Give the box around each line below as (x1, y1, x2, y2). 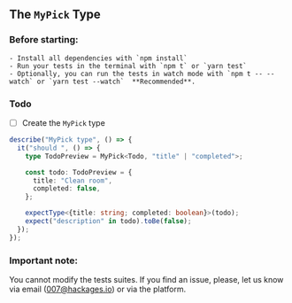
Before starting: (9, 34, 79, 46)
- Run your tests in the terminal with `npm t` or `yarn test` (9, 61, 248, 70)
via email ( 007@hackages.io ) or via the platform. (9, 284, 187, 294)
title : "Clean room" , (32, 176, 113, 185)
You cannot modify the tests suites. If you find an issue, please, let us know (9, 274, 284, 284)
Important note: (9, 254, 78, 267)
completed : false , (32, 184, 101, 193)
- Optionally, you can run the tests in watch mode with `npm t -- (9, 69, 264, 78)
